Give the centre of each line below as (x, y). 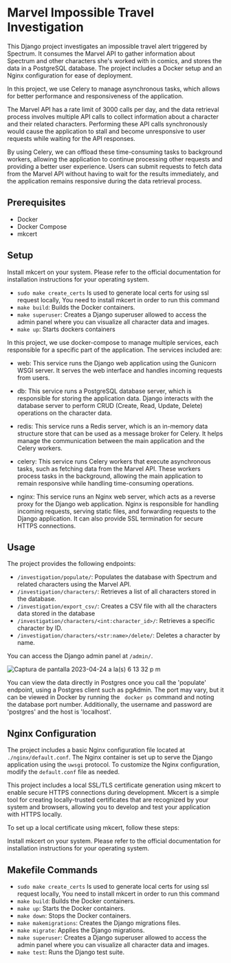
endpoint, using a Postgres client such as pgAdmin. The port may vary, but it (115, 690)
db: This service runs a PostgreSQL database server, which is (104, 391)
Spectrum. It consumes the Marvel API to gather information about (101, 54)
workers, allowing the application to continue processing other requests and (115, 159)
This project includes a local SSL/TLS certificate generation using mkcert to (114, 785)
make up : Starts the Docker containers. (71, 908)
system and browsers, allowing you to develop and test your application (109, 807)
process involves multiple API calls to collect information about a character (113, 116)
